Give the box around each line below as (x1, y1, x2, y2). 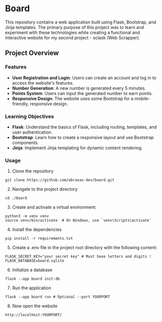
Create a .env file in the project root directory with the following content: (12, 245, 158, 251)
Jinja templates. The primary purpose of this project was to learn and (5, 24, 144, 30)
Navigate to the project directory (12, 186, 78, 192)
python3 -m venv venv (5, 214, 49, 219)
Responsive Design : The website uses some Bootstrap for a (12, 95, 134, 101)
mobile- (134, 95, 150, 101)
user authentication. (12, 129, 53, 135)
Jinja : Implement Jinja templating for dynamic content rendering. (12, 145, 143, 151)
